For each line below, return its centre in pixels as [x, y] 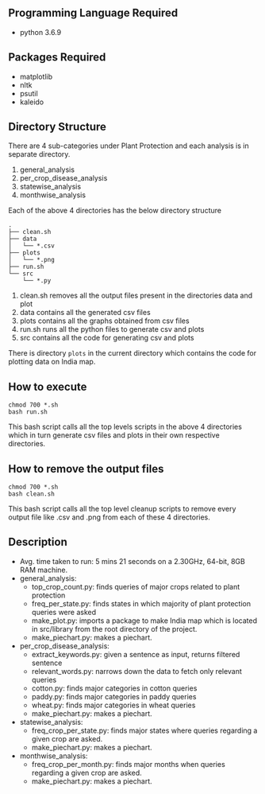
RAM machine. [44, 570]
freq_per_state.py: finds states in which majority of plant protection [141, 603]
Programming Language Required [93, 13]
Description [38, 542]
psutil [29, 93]
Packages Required [57, 58]
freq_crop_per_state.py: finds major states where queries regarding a [144, 730]
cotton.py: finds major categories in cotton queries [114, 688]
